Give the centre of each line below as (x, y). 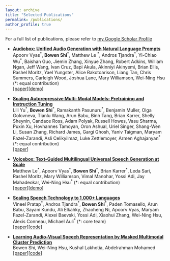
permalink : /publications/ (34, 19)
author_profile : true (28, 24)
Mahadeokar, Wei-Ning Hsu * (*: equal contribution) (66, 182)
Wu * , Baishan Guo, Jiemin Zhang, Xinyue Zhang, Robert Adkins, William (88, 61)
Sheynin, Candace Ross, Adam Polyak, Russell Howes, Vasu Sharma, (85, 121)
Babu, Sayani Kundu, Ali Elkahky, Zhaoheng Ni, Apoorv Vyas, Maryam (86, 209)
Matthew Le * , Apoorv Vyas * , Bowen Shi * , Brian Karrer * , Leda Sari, (82, 170)
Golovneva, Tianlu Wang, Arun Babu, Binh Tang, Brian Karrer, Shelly (84, 116)
